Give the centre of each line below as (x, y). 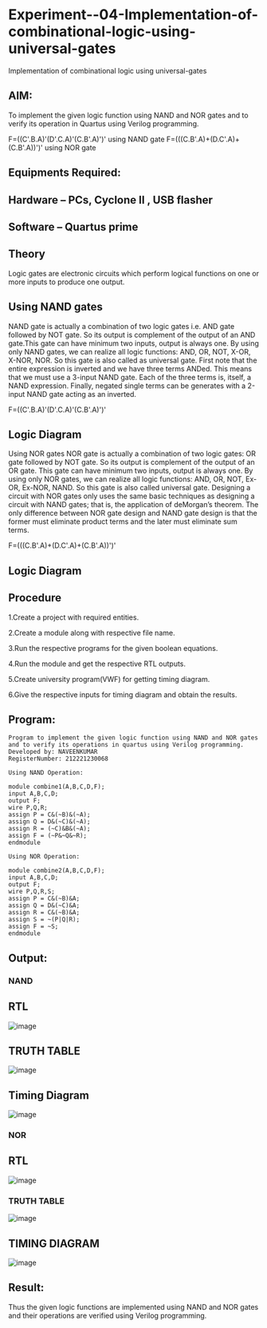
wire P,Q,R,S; (32, 892)
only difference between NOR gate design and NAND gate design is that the (133, 513)
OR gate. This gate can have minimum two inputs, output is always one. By (131, 471)
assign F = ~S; (33, 927)
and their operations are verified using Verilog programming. (108, 1315)
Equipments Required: (65, 173)
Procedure (35, 598)
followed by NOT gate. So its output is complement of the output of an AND (132, 335)
